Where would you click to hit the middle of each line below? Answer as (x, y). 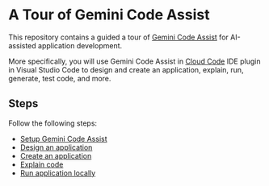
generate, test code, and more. (60, 78)
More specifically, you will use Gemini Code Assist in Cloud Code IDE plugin (134, 61)
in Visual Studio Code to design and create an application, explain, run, (126, 69)
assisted (22, 45)
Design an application (56, 147)
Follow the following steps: (53, 123)
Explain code (42, 164)
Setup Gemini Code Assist (63, 138)
